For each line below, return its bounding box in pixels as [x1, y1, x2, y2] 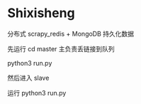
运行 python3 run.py [7, 88, 67, 97]
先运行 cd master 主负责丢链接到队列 [7, 44, 115, 53]
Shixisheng [7, 5, 76, 21]
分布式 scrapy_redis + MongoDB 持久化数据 [7, 29, 135, 38]
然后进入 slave [7, 73, 50, 82]
